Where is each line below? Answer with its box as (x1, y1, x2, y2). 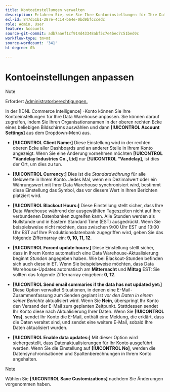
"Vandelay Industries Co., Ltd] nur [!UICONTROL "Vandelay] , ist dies (12, 155, 159, 161)
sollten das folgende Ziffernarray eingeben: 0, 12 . (12, 271, 116, 277)
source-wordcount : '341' (5, 41, 58, 46)
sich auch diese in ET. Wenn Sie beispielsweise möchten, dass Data (12, 260, 154, 267)
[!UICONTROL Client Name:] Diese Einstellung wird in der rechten (12, 139, 151, 145)
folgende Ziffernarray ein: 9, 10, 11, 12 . (12, 235, 92, 241)
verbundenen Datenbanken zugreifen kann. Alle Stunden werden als (12, 213, 155, 219)
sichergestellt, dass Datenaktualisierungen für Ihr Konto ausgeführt (12, 340, 153, 346)
